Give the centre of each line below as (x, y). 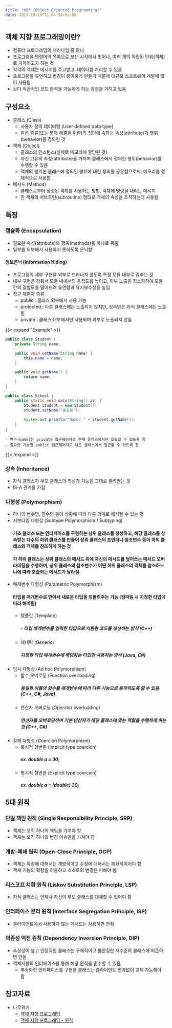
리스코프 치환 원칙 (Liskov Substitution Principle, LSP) (71, 885)
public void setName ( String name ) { (54, 353)
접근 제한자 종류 (28, 294)
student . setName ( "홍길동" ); (52, 410)
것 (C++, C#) (34, 727)
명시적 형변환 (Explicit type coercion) (59, 773)
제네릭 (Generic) (37, 642)
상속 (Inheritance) (27, 468)
